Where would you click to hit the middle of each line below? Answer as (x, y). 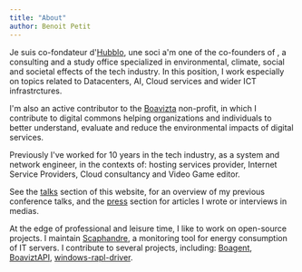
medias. (24, 210)
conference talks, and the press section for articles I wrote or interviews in (148, 201)
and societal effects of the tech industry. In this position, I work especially (147, 71)
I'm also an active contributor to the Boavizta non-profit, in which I (133, 108)
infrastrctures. (36, 91)
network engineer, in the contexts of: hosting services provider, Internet (143, 164)
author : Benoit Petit (50, 26)
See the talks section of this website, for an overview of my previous (137, 191)
